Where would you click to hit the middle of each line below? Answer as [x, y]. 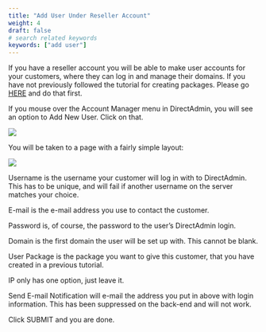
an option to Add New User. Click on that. [76, 117]
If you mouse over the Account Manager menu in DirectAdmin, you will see [131, 109]
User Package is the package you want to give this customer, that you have [131, 256]
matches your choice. [44, 195]
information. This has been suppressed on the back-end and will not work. [130, 304]
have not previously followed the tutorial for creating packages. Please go [129, 85]
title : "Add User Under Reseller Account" [79, 16]
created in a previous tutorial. [56, 265]
